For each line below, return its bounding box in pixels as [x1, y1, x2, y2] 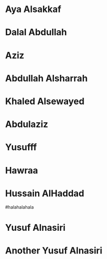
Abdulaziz [5, 119, 48, 130]
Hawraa [5, 164, 38, 176]
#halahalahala [5, 204, 34, 210]
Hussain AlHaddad [5, 188, 84, 199]
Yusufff [5, 142, 37, 153]
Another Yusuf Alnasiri [5, 245, 102, 256]
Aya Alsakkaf [5, 4, 61, 15]
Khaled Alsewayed [5, 96, 85, 107]
